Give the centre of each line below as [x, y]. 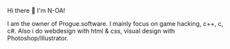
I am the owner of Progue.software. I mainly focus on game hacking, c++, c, [115, 23]
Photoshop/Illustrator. [38, 38]
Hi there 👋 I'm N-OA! [36, 11]
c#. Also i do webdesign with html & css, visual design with [91, 31]
